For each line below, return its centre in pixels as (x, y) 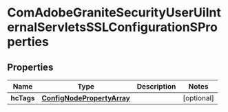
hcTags (23, 98)
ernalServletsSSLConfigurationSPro (113, 27)
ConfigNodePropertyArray (86, 98)
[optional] (198, 98)
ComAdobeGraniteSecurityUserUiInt (114, 13)
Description (156, 86)
